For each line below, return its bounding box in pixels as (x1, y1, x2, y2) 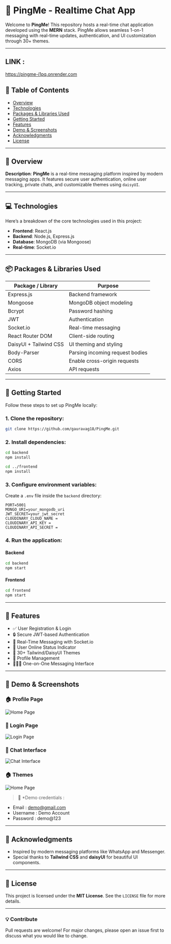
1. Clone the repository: (5, 414, 65, 422)
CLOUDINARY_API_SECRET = (5, 525, 58, 530)
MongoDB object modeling (68, 299, 133, 306)
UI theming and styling (68, 341, 123, 347)
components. (12, 860, 41, 866)
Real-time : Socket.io (12, 244, 56, 250)
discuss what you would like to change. (5, 933, 88, 939)
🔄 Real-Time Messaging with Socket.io (12, 639, 94, 645)
